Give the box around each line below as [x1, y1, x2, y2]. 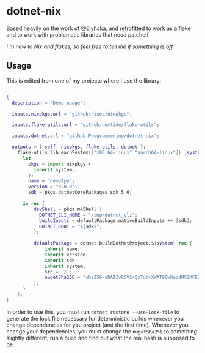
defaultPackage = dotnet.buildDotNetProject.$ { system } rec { [33, 240, 192, 247]
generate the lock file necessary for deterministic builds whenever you [6, 314, 184, 322]
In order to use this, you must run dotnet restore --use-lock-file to [6, 308, 180, 316]
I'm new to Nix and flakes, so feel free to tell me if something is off [6, 43, 173, 50]
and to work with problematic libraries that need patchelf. [6, 31, 151, 38]
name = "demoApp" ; [28, 178, 75, 184]
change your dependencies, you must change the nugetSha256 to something [6, 327, 197, 335]
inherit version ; [45, 251, 88, 258]
